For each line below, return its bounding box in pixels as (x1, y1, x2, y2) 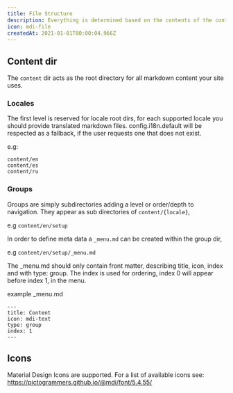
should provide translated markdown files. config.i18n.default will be (7, 122, 202, 130)
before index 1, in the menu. (7, 276, 87, 284)
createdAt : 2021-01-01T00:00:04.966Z (7, 29, 116, 37)
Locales (7, 98, 35, 108)
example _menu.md (7, 289, 64, 298)
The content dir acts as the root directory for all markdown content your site (7, 74, 224, 82)
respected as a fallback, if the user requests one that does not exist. (7, 129, 202, 138)
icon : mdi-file (7, 23, 51, 30)
